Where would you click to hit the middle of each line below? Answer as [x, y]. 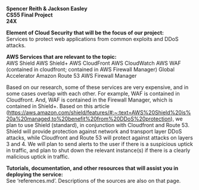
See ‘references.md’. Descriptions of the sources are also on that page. [94, 181]
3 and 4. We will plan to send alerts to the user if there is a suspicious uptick [100, 144]
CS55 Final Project [29, 15]
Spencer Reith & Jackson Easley [47, 9]
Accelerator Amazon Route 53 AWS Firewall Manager [71, 76]
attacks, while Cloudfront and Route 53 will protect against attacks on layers [100, 138]
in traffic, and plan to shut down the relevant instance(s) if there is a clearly [98, 150]
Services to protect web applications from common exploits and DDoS [92, 39]
